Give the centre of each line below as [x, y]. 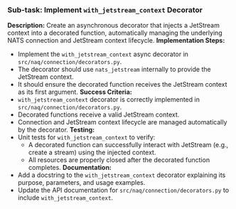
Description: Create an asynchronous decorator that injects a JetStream [114, 26]
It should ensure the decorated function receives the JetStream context [122, 85]
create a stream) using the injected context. [92, 152]
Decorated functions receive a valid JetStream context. [98, 114]
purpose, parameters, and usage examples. [81, 183]
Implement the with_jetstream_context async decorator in [103, 54]
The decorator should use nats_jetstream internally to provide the [114, 70]
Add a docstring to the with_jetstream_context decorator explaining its [122, 175]
